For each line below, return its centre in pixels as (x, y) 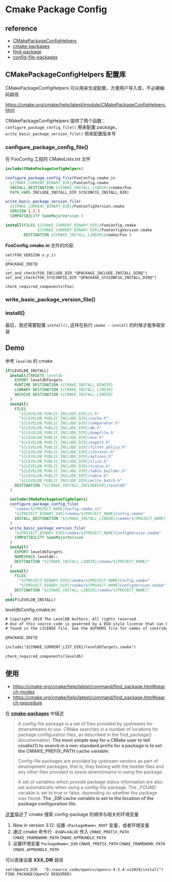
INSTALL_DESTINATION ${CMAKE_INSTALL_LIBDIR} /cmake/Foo (71, 188)
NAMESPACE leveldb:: (36, 557)
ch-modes (24, 692)
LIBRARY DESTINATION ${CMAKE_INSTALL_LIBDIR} (64, 390)
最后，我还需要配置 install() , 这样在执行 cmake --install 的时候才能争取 (83, 325)
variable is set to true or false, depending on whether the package (88, 793)
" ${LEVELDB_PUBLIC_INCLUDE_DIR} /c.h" (59, 414)
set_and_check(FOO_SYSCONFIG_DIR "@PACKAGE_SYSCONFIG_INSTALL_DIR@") (81, 278)
